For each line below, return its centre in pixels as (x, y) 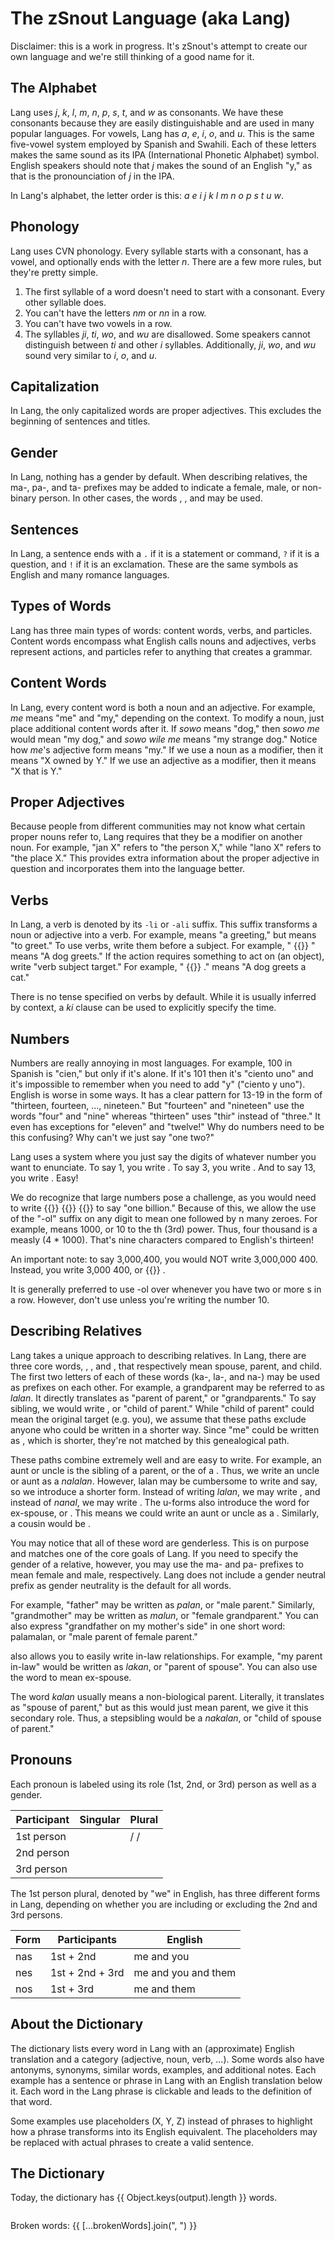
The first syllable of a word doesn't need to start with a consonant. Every (175, 291)
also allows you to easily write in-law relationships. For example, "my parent (166, 1656)
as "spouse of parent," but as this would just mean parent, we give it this (159, 1707)
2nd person (42, 1852)
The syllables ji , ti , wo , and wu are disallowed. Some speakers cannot (167, 334)
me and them (164, 1989)
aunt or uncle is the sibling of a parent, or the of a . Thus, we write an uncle (165, 1470)
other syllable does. (65, 302)
